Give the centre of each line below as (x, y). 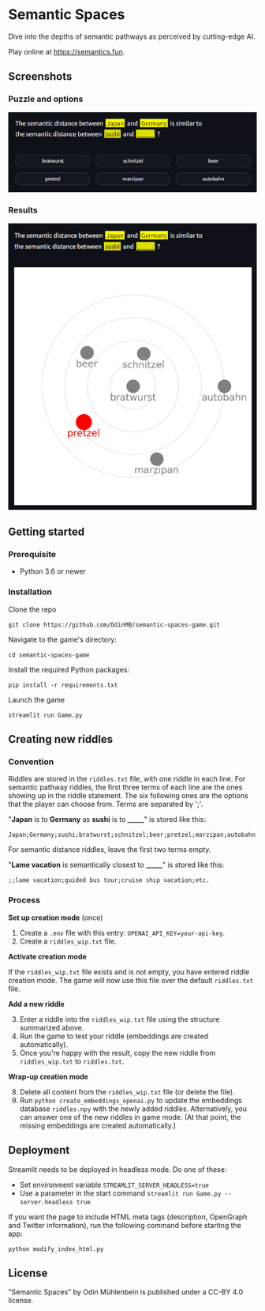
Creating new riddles (61, 739)
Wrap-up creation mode (49, 1076)
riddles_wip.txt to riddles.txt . (72, 1061)
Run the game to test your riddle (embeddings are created (114, 1036)
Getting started (47, 532)
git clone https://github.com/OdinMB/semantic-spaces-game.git (114, 625)
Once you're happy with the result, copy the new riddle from (118, 1053)
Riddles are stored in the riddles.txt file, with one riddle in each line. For (127, 779)
